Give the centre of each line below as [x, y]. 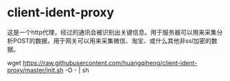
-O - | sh [77, 70]
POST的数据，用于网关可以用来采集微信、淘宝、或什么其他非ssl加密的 [112, 40]
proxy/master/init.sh [35, 70]
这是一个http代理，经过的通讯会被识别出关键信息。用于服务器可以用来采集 [112, 32]
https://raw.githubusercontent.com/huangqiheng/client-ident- [110, 63]
